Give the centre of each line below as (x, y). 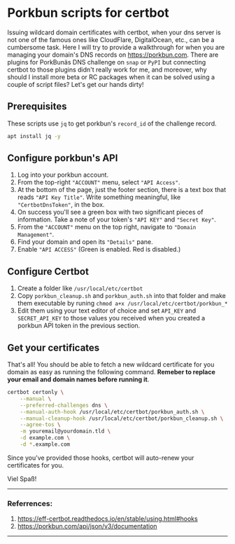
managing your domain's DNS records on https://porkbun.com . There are (113, 55)
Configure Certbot (48, 271)
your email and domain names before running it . (78, 379)
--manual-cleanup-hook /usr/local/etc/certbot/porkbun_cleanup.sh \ (122, 419)
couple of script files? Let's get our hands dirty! (76, 84)
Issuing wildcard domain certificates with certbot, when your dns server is (114, 32)
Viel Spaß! (22, 479)
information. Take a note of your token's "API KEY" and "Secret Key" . (117, 219)
